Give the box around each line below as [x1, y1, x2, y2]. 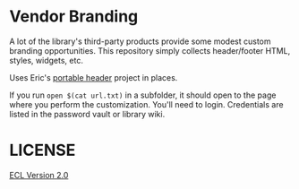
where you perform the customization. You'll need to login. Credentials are [9, 99, 284, 109]
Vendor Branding [9, 6, 139, 27]
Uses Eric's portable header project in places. [9, 72, 178, 82]
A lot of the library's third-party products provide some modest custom [9, 36, 271, 47]
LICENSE [9, 141, 76, 160]
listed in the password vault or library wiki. [9, 108, 166, 119]
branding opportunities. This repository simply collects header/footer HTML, [9, 45, 291, 56]
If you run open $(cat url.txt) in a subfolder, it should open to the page [9, 90, 277, 100]
